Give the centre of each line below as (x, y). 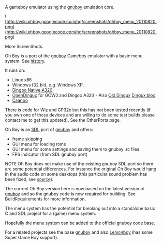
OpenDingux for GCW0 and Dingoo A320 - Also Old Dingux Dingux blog (84, 95)
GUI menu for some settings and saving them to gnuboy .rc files (75, 149)
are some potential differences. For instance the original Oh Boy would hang (81, 169)
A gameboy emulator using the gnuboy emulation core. (60, 7)
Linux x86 (22, 80)
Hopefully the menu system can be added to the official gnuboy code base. (80, 223)
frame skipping (27, 139)
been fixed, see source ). (29, 179)
